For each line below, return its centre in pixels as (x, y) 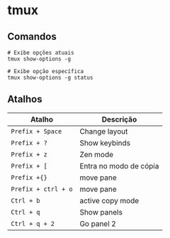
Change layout (104, 131)
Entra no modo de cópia (119, 166)
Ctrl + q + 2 (33, 223)
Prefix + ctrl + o (42, 189)
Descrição (119, 119)
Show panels (101, 212)
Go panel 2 (98, 224)
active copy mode (109, 200)
